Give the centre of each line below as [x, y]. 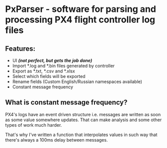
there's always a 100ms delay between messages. [56, 140]
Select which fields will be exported [49, 76]
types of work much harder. [34, 125]
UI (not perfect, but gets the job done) [52, 60]
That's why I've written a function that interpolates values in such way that [81, 135]
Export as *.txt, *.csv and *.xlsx [44, 71]
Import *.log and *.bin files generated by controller [64, 66]
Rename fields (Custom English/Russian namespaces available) [77, 81]
